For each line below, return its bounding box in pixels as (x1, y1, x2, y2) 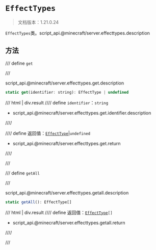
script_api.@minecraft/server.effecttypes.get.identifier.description (12, 109, 151, 116)
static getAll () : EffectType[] (5, 200, 72, 205)
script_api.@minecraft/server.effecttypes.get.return (12, 140, 121, 146)
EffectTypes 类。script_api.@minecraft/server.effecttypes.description (5, 30, 150, 36)
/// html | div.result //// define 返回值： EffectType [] (5, 209, 113, 215)
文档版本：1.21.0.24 (17, 19, 59, 25)
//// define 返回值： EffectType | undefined (5, 130, 91, 136)
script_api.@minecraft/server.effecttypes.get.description (5, 80, 124, 86)
